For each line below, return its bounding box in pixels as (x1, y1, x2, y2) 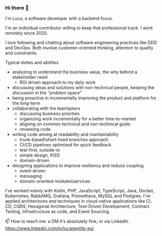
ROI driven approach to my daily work (19, 79, 96, 85)
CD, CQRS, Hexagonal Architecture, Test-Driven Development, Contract (5, 203, 150, 210)
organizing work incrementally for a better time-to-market (19, 116, 136, 122)
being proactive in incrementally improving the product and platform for (12, 95, 157, 101)
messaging (19, 173, 42, 179)
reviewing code (19, 126, 51, 132)
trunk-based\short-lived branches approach (19, 137, 109, 142)
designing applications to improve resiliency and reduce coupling (12, 163, 144, 168)
